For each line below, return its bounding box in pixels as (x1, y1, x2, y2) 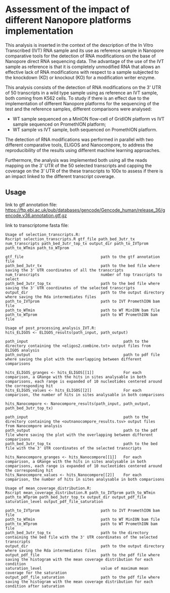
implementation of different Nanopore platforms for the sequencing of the (5, 100, 159, 106)
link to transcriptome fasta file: (5, 222, 70, 228)
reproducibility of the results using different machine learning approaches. (5, 147, 161, 153)
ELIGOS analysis (5, 347, 40, 353)
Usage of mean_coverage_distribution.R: (5, 486, 92, 491)
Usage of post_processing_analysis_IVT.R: (5, 325, 96, 331)
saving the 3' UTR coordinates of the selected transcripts (5, 285, 135, 290)
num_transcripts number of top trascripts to (5, 272, 162, 277)
